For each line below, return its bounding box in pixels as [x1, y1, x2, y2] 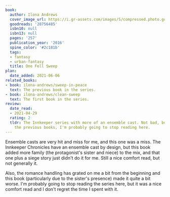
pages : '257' [10, 36, 37, 41]
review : [5, 102, 22, 107]
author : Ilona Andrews [10, 12, 58, 17]
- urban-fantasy [10, 59, 44, 64]
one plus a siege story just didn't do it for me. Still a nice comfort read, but [5, 155, 160, 161]
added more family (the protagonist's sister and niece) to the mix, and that [5, 150, 160, 156]
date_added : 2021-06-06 [10, 73, 60, 78]
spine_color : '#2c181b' [10, 45, 60, 50]
